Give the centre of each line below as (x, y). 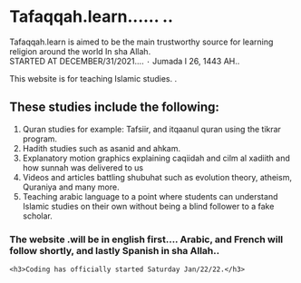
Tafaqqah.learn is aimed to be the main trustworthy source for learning (141, 42)
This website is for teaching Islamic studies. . (93, 78)
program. (39, 139)
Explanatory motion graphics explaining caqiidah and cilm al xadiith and (156, 158)
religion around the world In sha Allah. (80, 51)
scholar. (37, 216)
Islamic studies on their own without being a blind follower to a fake (148, 206)
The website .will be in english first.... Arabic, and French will (146, 239)
